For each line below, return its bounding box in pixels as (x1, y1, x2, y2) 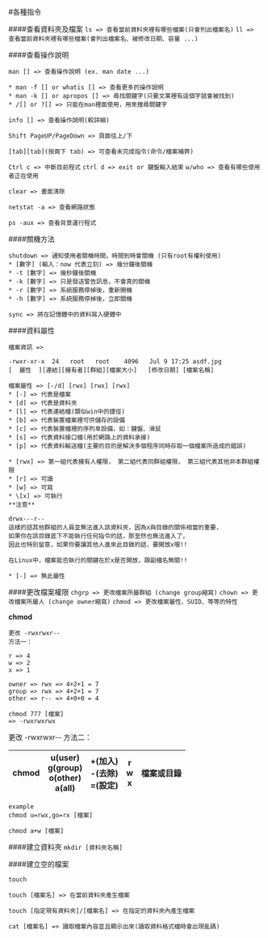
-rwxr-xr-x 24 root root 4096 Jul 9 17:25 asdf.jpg (8, 358, 222, 366)
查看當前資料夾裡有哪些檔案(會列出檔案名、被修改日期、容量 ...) (8, 35, 199, 43)
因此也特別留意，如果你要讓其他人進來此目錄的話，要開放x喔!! (8, 541, 188, 549)
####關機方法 (8, 234, 55, 244)
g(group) (47, 762, 83, 773)
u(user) (50, 752, 80, 763)
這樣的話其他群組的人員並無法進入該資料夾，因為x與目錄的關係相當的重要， (8, 524, 223, 532)
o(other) (48, 772, 82, 783)
